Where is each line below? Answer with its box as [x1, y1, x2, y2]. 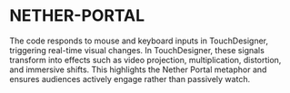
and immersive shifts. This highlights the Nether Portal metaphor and [9, 64, 267, 75]
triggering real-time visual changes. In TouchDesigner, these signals [9, 44, 265, 55]
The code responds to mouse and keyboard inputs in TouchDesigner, [9, 35, 269, 46]
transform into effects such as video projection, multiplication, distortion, [9, 54, 282, 65]
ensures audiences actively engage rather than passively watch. [9, 73, 251, 84]
